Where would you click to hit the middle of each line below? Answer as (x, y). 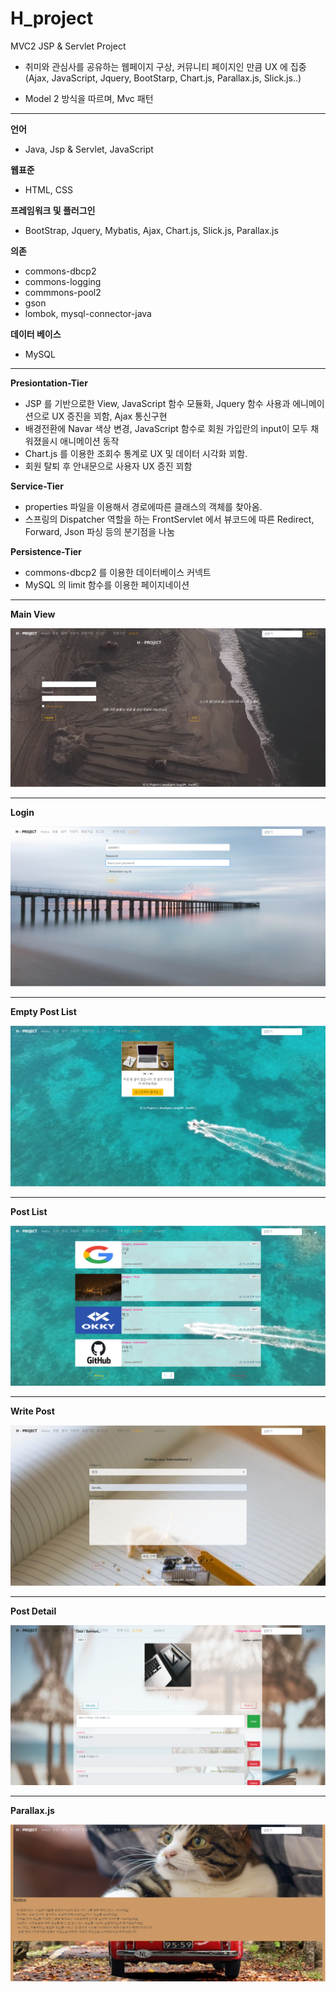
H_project (52, 18)
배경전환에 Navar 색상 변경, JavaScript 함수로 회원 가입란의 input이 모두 (166, 428)
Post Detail (33, 1611)
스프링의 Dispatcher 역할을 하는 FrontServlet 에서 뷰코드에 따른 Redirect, (169, 519)
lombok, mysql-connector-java (88, 313)
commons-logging (63, 281)
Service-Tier (37, 486)
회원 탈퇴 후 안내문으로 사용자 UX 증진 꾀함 (108, 466)
